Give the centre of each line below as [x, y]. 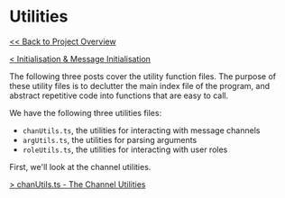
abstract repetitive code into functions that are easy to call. [119, 95]
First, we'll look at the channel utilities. [80, 166]
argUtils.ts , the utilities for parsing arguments [110, 139]
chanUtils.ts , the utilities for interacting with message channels [141, 130]
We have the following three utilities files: [86, 112]
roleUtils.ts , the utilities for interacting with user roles [125, 149]
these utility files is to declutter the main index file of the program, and [140, 85]
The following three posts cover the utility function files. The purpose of [143, 76]
